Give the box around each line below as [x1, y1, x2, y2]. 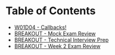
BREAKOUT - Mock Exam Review [14, 30, 96, 37]
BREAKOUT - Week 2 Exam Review [14, 43, 101, 50]
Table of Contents [5, 4, 96, 18]
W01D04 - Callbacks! [14, 24, 67, 31]
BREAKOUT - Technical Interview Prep [14, 36, 109, 43]
